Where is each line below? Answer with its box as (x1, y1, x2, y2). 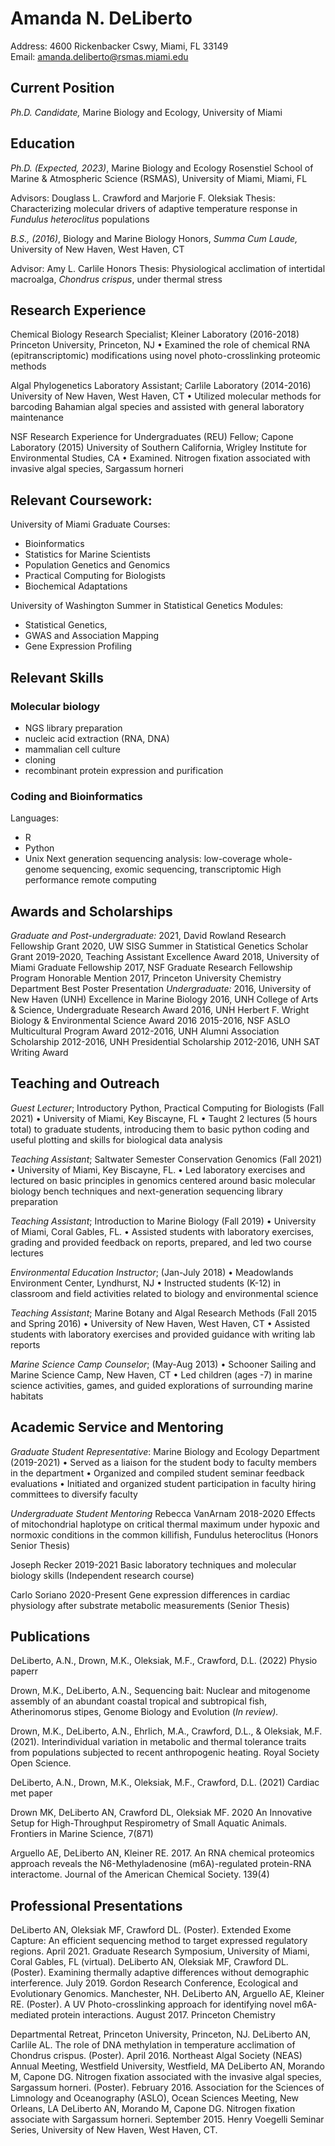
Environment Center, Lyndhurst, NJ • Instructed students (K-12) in (10, 1277, 282, 1289)
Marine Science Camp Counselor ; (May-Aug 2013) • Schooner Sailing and (10, 1358, 317, 1370)
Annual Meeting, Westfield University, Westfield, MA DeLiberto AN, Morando (10, 2060, 325, 2072)
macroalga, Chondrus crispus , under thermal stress (10, 273, 223, 285)
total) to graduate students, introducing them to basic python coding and (10, 1123, 310, 1135)
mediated (10, 2009, 50, 2021)
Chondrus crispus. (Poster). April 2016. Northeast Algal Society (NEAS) (10, 2050, 303, 2062)
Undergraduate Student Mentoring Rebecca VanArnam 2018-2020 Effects (10, 1507, 316, 1519)
